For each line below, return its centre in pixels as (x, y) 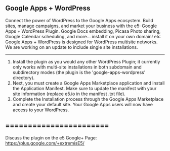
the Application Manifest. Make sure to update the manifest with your (84, 88)
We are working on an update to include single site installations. (72, 47)
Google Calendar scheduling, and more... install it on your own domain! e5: (83, 36)
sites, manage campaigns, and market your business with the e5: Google (81, 26)
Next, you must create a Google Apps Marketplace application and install (89, 83)
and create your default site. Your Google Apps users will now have (83, 104)
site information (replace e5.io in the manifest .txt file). (69, 94)
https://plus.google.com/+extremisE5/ (45, 143)
